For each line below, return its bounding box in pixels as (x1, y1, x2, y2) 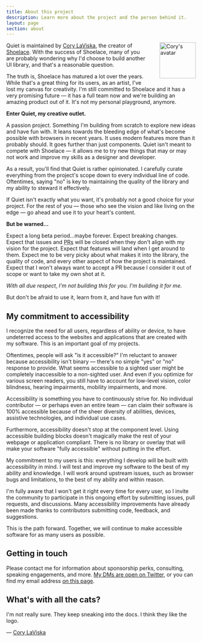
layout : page (6, 20, 39, 26)
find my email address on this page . (6, 577, 95, 584)
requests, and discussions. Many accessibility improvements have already (6, 500, 191, 508)
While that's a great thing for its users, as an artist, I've (6, 79, 142, 87)
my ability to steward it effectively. (6, 185, 91, 192)
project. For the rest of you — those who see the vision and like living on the (6, 203, 195, 210)
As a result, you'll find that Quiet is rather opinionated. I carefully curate (6, 165, 183, 173)
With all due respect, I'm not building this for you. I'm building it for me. (6, 282, 182, 289)
